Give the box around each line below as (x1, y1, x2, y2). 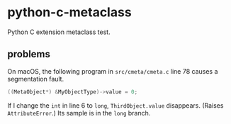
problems (7, 48, 51, 60)
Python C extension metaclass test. (7, 28, 111, 36)
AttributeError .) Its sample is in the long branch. (7, 108, 151, 117)
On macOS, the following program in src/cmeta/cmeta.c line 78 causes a (7, 67, 218, 75)
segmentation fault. (7, 74, 64, 83)
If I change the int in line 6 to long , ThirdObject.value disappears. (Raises (7, 101, 224, 110)
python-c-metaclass (7, 4, 133, 21)
